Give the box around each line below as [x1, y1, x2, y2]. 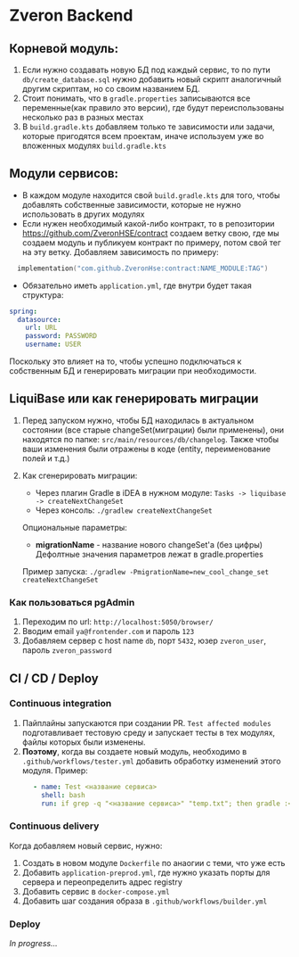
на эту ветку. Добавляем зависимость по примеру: [21, 246, 220, 257]
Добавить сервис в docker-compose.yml [21, 886, 171, 896]
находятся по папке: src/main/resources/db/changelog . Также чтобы [21, 433, 279, 444]
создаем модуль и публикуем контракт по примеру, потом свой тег [21, 237, 282, 248]
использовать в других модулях [21, 209, 145, 219]
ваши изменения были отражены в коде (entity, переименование [21, 443, 271, 454]
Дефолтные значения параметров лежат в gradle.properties [35, 549, 264, 559]
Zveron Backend [9, 5, 133, 26]
